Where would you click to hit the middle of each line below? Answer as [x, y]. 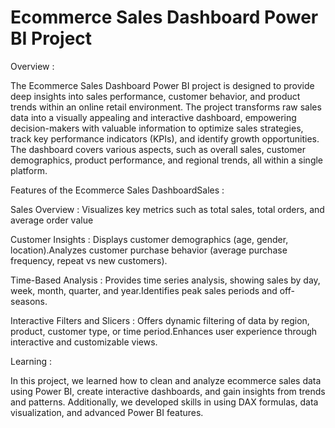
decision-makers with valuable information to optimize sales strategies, [157, 128]
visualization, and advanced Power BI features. [107, 412]
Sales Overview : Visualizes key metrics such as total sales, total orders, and [167, 209]
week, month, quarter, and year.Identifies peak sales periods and [144, 290]
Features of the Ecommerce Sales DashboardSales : [117, 190]
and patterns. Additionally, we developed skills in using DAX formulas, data [164, 402]
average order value [52, 220]
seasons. [29, 301]
